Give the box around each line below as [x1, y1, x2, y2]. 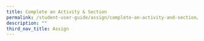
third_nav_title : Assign [6, 25, 69, 32]
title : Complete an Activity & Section [6, 8, 107, 15]
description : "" [6, 20, 47, 26]
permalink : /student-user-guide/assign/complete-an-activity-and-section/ [6, 14, 200, 20]
